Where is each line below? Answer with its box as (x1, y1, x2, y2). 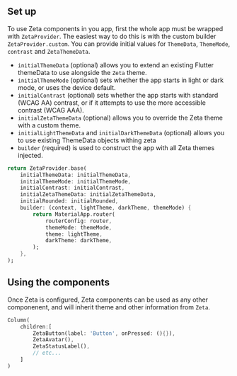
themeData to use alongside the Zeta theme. (17, 68, 147, 76)
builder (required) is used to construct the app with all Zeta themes (17, 143, 215, 152)
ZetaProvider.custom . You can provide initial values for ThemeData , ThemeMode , (7, 39, 231, 48)
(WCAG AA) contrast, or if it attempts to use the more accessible (17, 98, 207, 107)
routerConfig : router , (45, 217, 112, 224)
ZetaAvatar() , (33, 336, 74, 343)
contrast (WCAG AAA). (17, 106, 85, 114)
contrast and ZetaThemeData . (7, 47, 91, 55)
